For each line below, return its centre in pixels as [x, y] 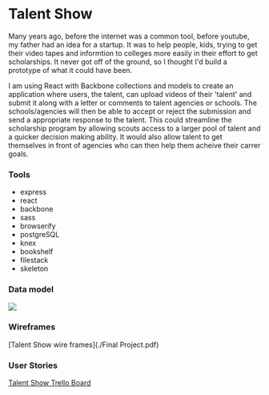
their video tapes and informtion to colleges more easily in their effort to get [133, 53]
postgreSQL [40, 235]
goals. [18, 154]
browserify [38, 226]
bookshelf [36, 252]
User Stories [33, 365]
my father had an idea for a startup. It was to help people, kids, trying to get [133, 44]
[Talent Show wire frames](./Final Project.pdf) [84, 345]
